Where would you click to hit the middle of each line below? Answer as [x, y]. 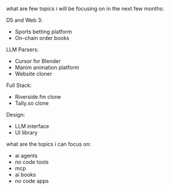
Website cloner [33, 74]
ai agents [26, 155]
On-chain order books [42, 38]
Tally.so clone [32, 103]
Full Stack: [19, 85]
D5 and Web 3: [24, 20]
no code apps [32, 181]
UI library [26, 133]
